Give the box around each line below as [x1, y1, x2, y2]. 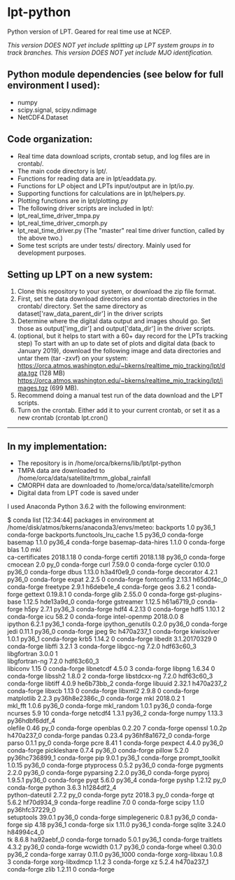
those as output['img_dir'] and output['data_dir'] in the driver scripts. [17, 325, 215, 333]
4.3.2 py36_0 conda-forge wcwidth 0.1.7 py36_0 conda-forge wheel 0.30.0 [7, 843, 222, 851]
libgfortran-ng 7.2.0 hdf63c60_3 [7, 657, 99, 665]
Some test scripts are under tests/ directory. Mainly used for [17, 241, 191, 249]
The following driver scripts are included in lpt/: [17, 204, 154, 212]
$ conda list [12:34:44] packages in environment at [7, 516, 155, 525]
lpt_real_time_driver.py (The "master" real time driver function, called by [17, 226, 225, 234]
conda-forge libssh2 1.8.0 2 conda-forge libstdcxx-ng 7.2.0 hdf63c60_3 [7, 672, 213, 681]
